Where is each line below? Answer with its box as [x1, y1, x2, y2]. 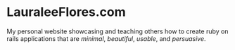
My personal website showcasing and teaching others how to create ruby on [6, 27, 229, 35]
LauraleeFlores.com [6, 4, 126, 20]
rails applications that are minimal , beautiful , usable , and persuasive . [6, 34, 206, 42]
